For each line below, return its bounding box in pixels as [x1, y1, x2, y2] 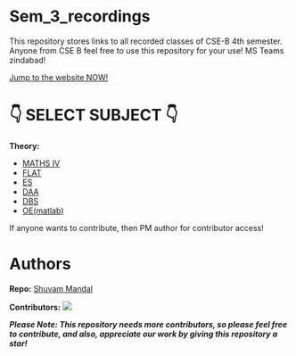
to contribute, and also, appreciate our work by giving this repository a [9, 328, 278, 339]
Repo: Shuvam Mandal [9, 283, 94, 294]
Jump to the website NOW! [9, 71, 109, 82]
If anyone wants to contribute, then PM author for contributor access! [9, 222, 265, 233]
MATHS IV [21, 158, 61, 169]
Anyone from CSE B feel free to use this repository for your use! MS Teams [9, 45, 284, 55]
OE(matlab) [21, 205, 64, 216]
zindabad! [9, 54, 46, 65]
